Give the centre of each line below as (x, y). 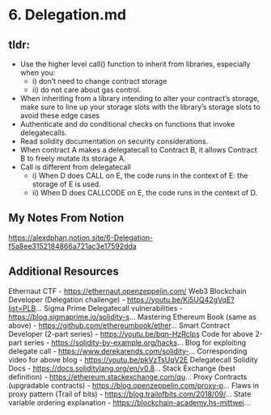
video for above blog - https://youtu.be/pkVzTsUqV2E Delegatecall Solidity (133, 359)
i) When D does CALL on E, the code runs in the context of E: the (140, 176)
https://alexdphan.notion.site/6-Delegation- (81, 237)
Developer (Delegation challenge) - (67, 300)
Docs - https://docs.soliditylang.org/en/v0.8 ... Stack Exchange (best (122, 368)
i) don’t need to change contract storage (100, 81)
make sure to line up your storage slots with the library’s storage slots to (140, 107)
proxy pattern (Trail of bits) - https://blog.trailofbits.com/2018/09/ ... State (130, 394)
